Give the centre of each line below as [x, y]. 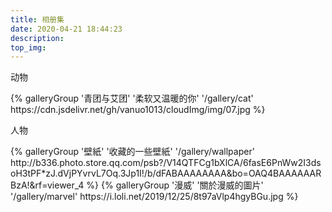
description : [37, 38]
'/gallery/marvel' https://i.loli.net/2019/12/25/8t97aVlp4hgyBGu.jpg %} [154, 197]
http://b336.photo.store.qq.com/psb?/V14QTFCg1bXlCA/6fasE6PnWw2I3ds [166, 163]
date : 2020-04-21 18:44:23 [66, 29]
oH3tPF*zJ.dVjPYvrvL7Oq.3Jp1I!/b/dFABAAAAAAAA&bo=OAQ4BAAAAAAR [166, 173]
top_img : [28, 47]
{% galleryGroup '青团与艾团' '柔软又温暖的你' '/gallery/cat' [132, 98]
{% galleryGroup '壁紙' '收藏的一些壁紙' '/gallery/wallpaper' [132, 152]
